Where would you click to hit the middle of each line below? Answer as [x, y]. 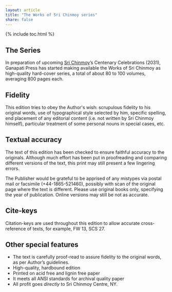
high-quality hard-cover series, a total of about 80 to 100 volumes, [75, 74]
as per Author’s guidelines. [41, 262]
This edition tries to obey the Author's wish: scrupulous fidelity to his [78, 107]
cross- [148, 223]
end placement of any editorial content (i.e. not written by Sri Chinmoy [80, 118]
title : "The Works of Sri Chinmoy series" [51, 15]
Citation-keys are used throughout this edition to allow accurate [73, 223]
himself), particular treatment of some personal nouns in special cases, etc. [85, 124]
